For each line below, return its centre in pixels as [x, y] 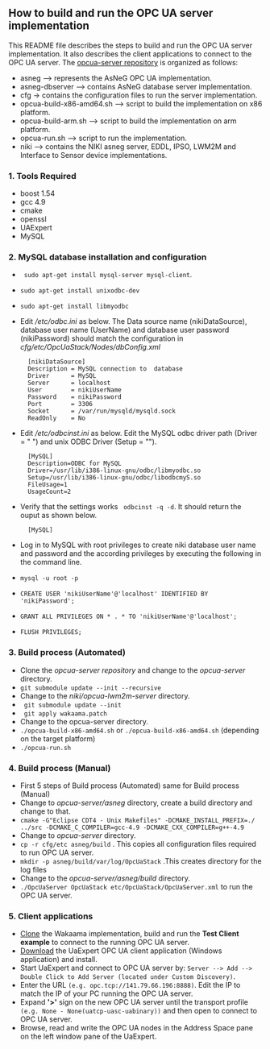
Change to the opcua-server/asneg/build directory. [105, 878]
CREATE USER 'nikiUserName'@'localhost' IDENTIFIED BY [114, 594]
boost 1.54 [37, 193]
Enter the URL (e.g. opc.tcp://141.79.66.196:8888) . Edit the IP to [130, 985]
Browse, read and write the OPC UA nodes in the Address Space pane [137, 1028]
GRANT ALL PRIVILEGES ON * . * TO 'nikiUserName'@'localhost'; [129, 617]
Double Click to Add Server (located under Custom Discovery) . [128, 976]
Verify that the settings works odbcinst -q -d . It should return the [131, 507]
